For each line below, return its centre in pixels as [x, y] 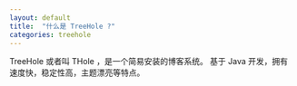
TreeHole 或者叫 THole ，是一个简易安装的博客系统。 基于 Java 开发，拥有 [149, 62]
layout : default [40, 18]
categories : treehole [50, 34]
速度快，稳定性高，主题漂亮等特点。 [77, 72]
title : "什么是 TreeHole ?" [63, 26]
